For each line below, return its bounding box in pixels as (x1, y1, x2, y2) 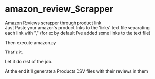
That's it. (5, 49, 23, 55)
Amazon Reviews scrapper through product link (5, 20, 102, 26)
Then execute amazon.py (5, 39, 56, 45)
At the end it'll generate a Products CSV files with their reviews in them (5, 68, 148, 74)
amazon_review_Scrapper (5, 3, 114, 15)
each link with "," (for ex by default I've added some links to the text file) (5, 30, 151, 36)
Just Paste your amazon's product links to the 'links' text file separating (5, 25, 150, 30)
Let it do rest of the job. (5, 58, 52, 64)
